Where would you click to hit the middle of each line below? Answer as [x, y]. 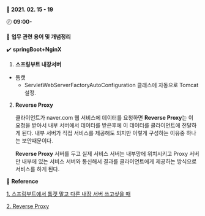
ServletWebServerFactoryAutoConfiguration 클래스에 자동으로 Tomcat [111, 85]
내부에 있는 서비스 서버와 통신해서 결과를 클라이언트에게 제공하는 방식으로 [109, 161]
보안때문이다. [37, 141]
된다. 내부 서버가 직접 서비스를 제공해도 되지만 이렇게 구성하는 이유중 [103, 133]
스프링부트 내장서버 [38, 64]
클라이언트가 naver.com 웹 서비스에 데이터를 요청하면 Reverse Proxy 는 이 [104, 118]
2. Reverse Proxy [28, 206]
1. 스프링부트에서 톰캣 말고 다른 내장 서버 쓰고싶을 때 [69, 194]
